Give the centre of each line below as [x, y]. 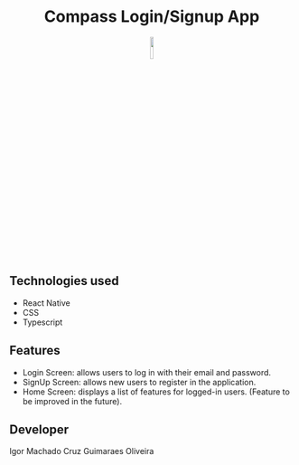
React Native [46, 303]
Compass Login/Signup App [152, 17]
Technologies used [64, 281]
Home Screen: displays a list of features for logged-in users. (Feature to [156, 392]
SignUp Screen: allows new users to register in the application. [139, 382]
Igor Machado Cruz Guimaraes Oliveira [82, 451]
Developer [39, 429]
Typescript [42, 322]
